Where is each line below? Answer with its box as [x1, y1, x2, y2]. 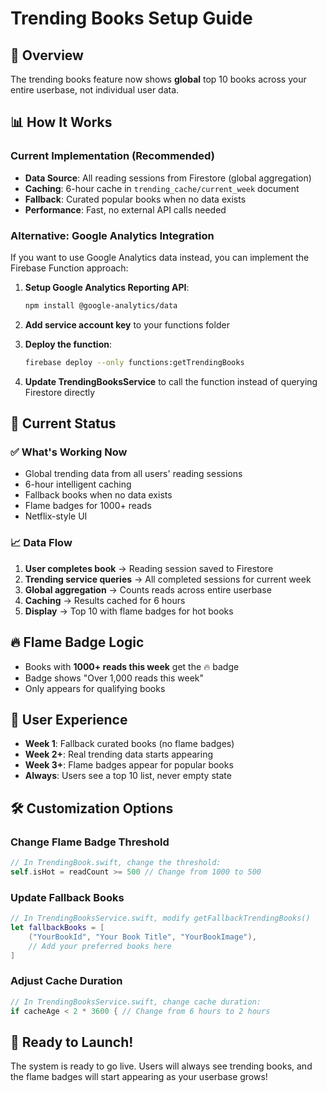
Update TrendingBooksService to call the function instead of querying [24, 375, 318, 387]
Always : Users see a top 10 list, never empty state [24, 770, 232, 782]
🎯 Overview [10, 47, 84, 64]
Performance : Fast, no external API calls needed [24, 203, 227, 216]
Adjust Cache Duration [10, 974, 123, 988]
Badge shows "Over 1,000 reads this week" [24, 672, 205, 684]
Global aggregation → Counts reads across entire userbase [24, 583, 272, 596]
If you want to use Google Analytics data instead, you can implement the [10, 251, 310, 263]
